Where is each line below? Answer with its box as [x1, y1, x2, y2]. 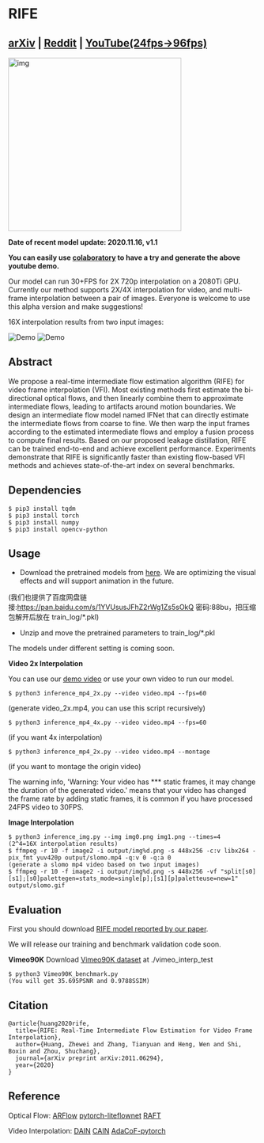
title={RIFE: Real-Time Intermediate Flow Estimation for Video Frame [15, 1027, 253, 1034]
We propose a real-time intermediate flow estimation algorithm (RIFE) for [8, 376, 245, 386]
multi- [223, 285, 243, 294]
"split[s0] [220, 868, 257, 876]
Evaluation [8, 903, 62, 916]
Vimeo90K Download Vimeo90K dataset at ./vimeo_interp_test [8, 955, 213, 965]
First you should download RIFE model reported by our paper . [8, 924, 209, 934]
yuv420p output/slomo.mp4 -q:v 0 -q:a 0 [36, 854, 172, 862]
